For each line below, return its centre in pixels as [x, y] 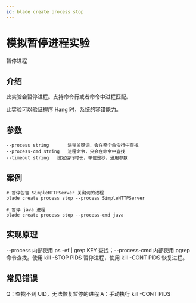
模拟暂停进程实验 [48, 43]
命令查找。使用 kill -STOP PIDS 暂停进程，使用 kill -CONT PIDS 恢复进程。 [97, 258]
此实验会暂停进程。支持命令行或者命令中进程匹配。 [69, 97]
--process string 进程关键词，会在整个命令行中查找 [72, 146]
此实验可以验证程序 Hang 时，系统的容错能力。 [64, 109]
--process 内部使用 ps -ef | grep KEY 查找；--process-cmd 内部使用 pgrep [98, 250]
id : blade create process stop [45, 12]
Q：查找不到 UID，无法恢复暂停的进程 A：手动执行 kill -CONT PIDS [88, 293]
